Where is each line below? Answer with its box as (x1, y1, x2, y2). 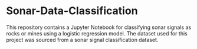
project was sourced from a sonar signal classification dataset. (6, 36, 159, 43)
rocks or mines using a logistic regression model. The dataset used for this (6, 30, 188, 37)
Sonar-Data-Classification (6, 4, 138, 18)
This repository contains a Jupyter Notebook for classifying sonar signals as (6, 24, 192, 31)
